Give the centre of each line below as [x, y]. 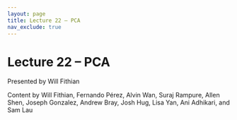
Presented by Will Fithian [44, 81]
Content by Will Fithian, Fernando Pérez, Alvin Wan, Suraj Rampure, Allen [114, 95]
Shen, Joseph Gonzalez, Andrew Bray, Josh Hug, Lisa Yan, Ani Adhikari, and [118, 102]
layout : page [27, 14]
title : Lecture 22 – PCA [44, 20]
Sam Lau [20, 110]
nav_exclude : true [34, 27]
